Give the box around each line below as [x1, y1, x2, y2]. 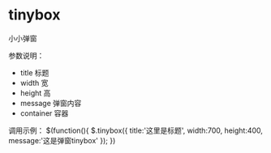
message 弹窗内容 [19, 98, 82, 108]
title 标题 [19, 67, 49, 78]
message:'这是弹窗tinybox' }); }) [8, 135, 116, 145]
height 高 [19, 87, 51, 98]
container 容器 [19, 108, 69, 118]
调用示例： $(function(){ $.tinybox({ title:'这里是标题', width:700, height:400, [8, 125, 264, 135]
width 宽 [19, 78, 49, 87]
